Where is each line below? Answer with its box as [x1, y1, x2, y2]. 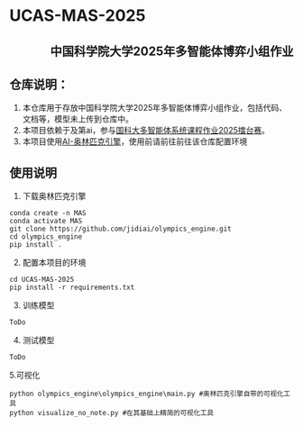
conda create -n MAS [9, 209, 87, 218]
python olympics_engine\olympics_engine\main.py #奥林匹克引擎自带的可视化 [9, 389, 284, 399]
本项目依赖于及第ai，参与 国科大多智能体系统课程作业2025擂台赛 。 [22, 125, 271, 136]
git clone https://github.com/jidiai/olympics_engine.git [9, 224, 232, 234]
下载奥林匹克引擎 [22, 191, 87, 202]
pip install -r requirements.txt [9, 283, 135, 293]
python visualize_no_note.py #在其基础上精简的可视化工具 [9, 409, 215, 418]
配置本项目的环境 [22, 258, 87, 268]
